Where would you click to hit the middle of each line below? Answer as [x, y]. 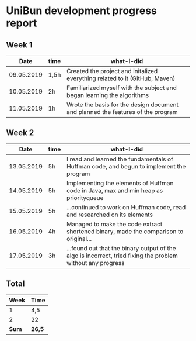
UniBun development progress [82, 11]
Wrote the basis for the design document [123, 105]
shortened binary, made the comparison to [125, 231]
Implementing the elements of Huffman [120, 183]
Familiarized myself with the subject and [122, 88]
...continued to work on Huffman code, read [126, 207]
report [22, 23]
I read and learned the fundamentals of [120, 159]
